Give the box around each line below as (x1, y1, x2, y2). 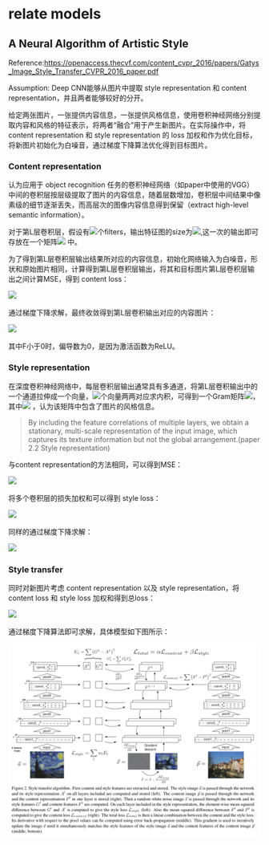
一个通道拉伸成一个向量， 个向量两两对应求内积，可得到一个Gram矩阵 (8, 391, 245, 401)
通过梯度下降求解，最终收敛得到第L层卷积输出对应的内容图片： (8, 308, 216, 318)
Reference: (8, 58, 45, 67)
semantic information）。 (8, 210, 89, 220)
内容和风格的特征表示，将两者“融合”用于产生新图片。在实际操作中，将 (14, 120, 247, 129)
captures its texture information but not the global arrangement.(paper (27, 434, 260, 444)
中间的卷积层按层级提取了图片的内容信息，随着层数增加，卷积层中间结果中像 (8, 190, 261, 200)
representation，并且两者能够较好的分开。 (8, 93, 148, 103)
